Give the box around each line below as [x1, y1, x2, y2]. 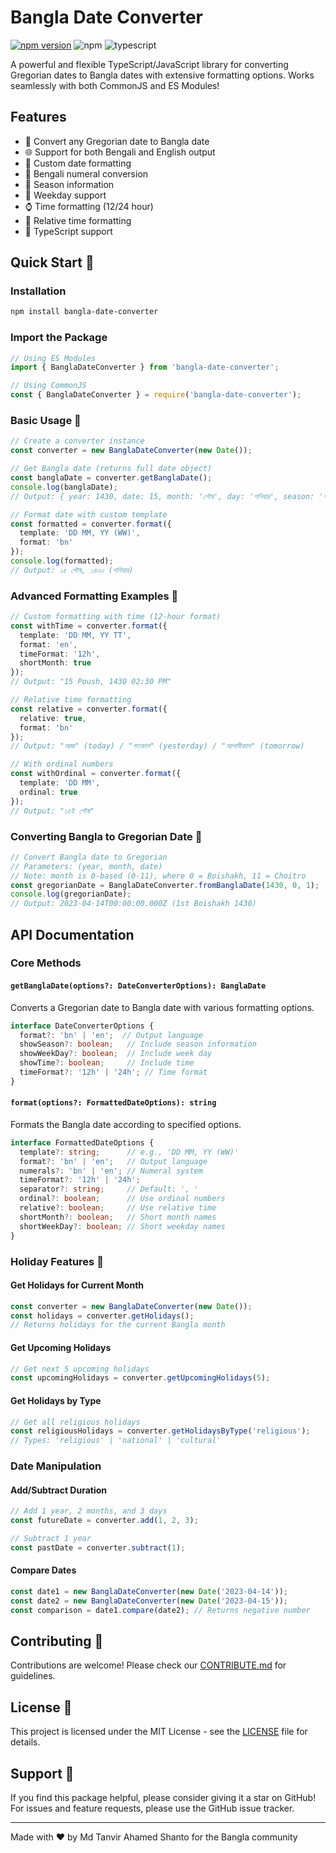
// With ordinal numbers [10, 759, 114, 770]
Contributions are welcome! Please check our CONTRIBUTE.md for [10, 1659, 287, 1671]
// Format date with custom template [10, 509, 168, 520]
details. [10, 1736, 41, 1748]
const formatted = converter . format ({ [10, 519, 172, 529]
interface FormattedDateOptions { [10, 1137, 155, 1148]
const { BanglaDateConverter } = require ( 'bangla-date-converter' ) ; [10, 390, 302, 400]
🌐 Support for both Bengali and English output [24, 146, 216, 158]
